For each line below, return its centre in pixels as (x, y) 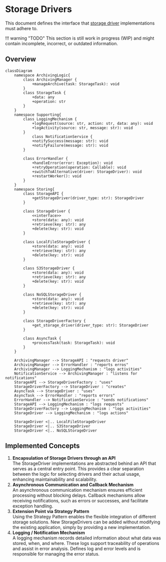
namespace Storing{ (34, 189)
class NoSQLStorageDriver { (52, 294)
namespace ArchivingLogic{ (42, 75)
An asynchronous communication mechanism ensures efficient (77, 490)
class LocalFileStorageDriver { (57, 242)
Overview (21, 59)
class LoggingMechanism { (50, 119)
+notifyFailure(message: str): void (70, 145)
